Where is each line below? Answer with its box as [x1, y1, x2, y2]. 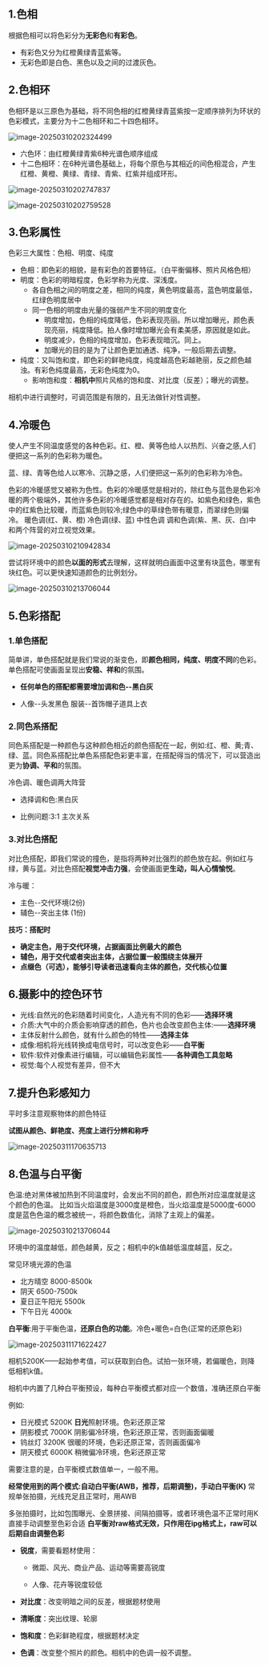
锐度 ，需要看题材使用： [19, 1546, 98, 1555]
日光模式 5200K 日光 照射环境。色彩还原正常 [19, 1417, 166, 1427]
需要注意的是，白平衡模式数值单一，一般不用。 [8, 1464, 163, 1473]
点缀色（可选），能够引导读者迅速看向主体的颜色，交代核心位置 [19, 961, 227, 972]
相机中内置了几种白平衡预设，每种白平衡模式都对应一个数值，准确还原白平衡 [8, 1383, 261, 1392]
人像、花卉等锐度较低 [31, 1579, 102, 1589]
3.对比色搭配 [8, 834, 58, 845]
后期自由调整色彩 [8, 1528, 65, 1538]
